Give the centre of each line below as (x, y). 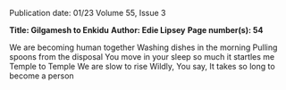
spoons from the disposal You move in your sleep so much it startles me (142, 57)
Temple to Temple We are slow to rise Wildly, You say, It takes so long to (142, 66)
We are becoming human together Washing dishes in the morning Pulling (143, 47)
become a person (42, 76)
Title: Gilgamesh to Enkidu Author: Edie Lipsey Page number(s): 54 (136, 30)
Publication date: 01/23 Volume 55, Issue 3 (88, 13)
